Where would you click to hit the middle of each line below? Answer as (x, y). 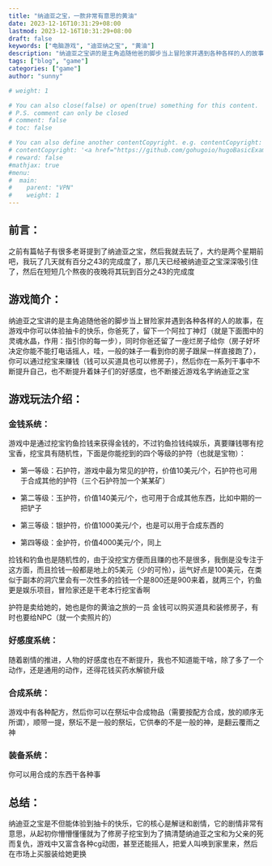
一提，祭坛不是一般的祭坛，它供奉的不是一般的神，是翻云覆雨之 (154, 722)
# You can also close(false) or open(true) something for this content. (134, 105)
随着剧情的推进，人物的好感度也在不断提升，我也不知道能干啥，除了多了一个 (136, 659)
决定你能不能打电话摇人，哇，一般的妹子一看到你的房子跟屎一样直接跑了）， (134, 351)
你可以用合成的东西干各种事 (55, 774)
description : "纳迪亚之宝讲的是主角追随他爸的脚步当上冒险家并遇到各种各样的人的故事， (139, 53)
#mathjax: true (34, 165)
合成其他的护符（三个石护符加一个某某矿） (98, 481)
